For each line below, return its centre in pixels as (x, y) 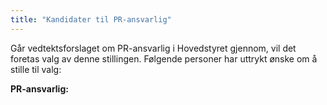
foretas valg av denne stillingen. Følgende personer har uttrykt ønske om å (164, 58)
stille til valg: (36, 69)
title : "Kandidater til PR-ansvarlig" (91, 19)
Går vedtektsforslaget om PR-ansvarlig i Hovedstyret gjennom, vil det (153, 48)
